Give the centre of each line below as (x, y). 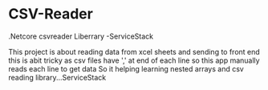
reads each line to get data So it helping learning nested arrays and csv (126, 68)
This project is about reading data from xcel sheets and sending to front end (134, 51)
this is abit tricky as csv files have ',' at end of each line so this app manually (134, 60)
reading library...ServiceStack (57, 77)
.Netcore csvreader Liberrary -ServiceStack (81, 36)
